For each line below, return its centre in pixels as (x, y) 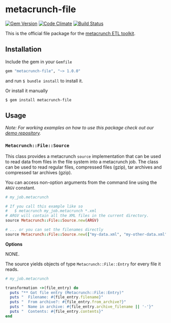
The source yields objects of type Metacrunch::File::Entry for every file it (83, 264)
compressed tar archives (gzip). (39, 172)
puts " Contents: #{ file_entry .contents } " (56, 312)
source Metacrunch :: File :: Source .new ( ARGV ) (52, 221)
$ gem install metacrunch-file (38, 100)
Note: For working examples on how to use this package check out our (80, 128)
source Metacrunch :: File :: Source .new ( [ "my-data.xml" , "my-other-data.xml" (86, 234)
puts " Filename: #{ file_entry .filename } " (56, 297)
